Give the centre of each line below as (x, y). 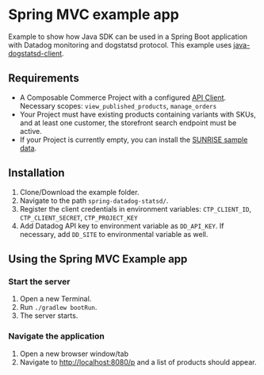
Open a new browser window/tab (74, 354)
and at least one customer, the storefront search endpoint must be (128, 122)
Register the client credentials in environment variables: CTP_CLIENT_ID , (136, 209)
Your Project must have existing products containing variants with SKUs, (138, 114)
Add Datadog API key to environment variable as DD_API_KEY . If (122, 226)
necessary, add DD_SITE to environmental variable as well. (114, 234)
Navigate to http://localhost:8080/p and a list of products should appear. (138, 362)
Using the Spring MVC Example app (98, 259)
